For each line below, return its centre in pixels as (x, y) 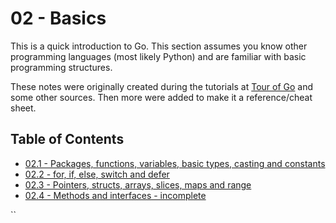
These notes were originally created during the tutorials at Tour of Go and (162, 86)
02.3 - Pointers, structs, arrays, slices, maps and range (138, 184)
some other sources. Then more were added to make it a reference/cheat (161, 97)
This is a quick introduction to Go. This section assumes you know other (159, 46)
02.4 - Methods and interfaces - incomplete (115, 195)
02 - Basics (58, 18)
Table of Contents (67, 139)
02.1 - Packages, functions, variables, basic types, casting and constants (175, 163)
